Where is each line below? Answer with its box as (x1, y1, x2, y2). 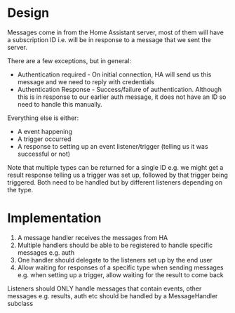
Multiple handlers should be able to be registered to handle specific (17, 241, 213, 249)
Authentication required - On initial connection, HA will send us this (17, 70, 212, 79)
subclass (7, 299, 34, 307)
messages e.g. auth (17, 248, 75, 257)
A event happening (17, 127, 72, 135)
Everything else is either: (7, 114, 79, 122)
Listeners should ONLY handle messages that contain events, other (7, 284, 202, 293)
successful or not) (17, 149, 71, 158)
